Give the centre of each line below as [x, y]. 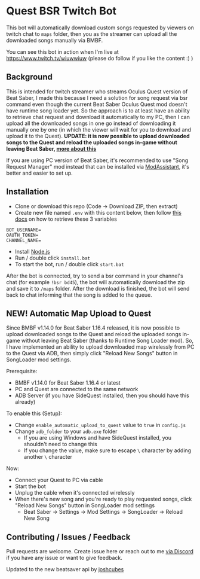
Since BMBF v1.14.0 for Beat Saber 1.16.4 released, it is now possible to [93, 328]
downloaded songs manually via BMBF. [55, 40]
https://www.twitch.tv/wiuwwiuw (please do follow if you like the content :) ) [100, 58]
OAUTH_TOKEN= [22, 235]
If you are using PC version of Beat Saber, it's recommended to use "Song [97, 160]
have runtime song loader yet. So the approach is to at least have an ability [98, 110]
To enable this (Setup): [34, 413]
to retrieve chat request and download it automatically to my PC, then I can [98, 117]
